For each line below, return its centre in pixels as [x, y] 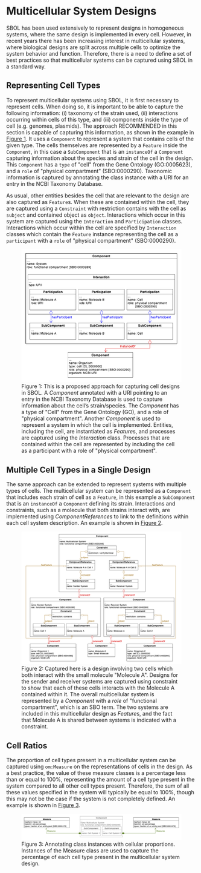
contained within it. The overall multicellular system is [88, 694]
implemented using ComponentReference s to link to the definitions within [97, 516]
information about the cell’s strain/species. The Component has [100, 406]
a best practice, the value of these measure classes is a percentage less [96, 773]
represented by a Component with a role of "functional [89, 701]
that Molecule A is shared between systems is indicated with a [99, 720]
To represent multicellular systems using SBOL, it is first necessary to [93, 100]
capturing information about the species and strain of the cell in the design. [100, 158]
